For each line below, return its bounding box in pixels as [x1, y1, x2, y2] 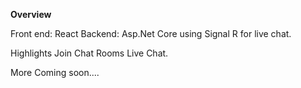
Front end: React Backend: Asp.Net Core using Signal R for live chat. [10, 28, 292, 39]
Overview [10, 9, 52, 20]
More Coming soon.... [10, 67, 100, 78]
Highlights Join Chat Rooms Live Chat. [10, 47, 169, 59]
